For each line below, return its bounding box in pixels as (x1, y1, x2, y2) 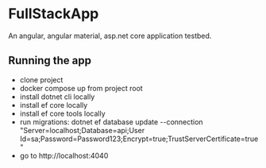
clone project (19, 74, 64, 84)
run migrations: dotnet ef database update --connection (19, 116, 204, 127)
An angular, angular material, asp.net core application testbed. (8, 31, 212, 40)
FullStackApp (8, 5, 99, 23)
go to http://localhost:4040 (19, 151, 109, 160)
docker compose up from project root (19, 83, 143, 93)
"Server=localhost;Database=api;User (19, 125, 145, 135)
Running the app (8, 54, 91, 67)
